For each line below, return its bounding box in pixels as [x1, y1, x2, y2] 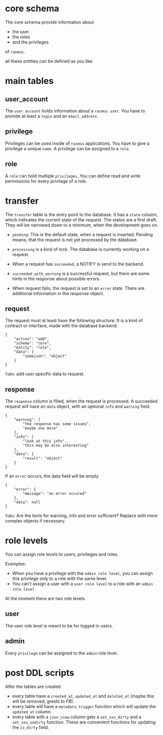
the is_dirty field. [12, 724, 49, 730]
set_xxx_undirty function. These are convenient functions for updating [12, 719, 156, 725]
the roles [12, 34, 30, 40]
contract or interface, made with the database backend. [5, 323, 118, 329]
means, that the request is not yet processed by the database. [12, 237, 138, 243]
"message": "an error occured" [23, 491, 87, 496]
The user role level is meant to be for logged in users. [5, 623, 113, 628]
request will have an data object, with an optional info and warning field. [5, 404, 151, 409]
